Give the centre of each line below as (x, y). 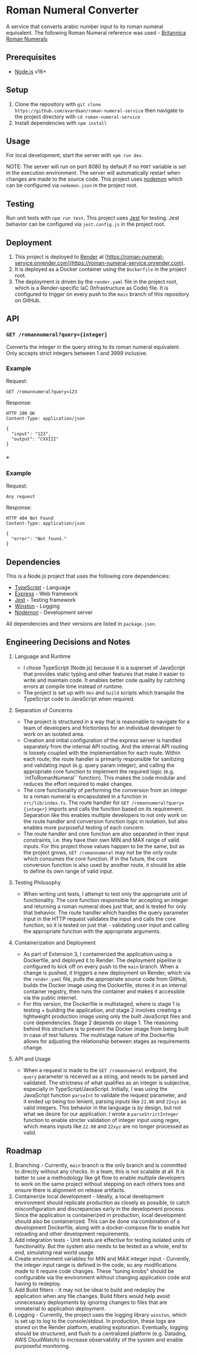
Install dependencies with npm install (61, 123)
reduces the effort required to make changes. (78, 784)
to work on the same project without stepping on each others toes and (99, 1184)
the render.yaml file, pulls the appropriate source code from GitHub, (105, 979)
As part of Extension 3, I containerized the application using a (98, 954)
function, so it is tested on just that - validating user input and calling (106, 925)
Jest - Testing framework (45, 600)
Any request (21, 497)
